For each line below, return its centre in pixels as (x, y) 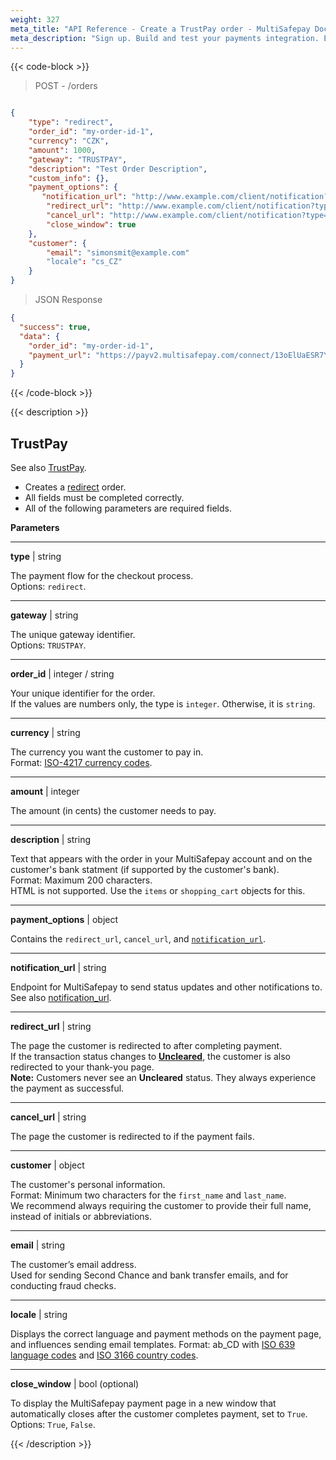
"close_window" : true (91, 224)
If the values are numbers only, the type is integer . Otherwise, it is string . (163, 703)
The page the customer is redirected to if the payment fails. (132, 1136)
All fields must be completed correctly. (104, 497)
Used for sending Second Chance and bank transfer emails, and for (149, 1275)
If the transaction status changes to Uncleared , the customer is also (150, 1056)
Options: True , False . (53, 1424)
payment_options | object (64, 919)
